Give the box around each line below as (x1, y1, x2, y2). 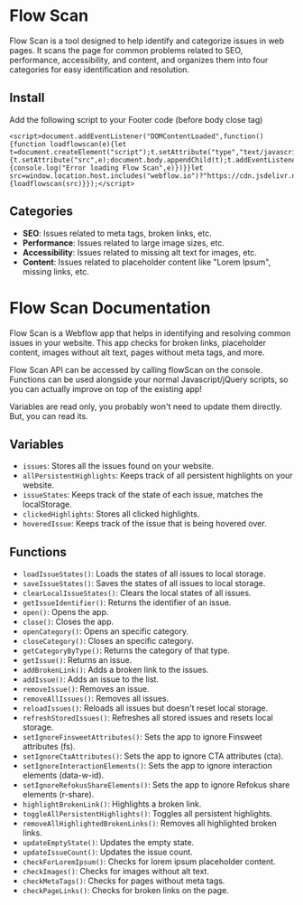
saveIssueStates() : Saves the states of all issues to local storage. (22, 578, 266, 589)
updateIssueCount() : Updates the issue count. (22, 846, 194, 858)
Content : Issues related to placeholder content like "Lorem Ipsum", (22, 257, 271, 267)
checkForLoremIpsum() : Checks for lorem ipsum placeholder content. (22, 856, 277, 867)
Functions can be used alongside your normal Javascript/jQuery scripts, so (9, 374, 289, 385)
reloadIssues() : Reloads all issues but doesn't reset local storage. (22, 703, 269, 714)
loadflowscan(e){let (49, 139, 127, 149)
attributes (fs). (22, 742, 76, 752)
